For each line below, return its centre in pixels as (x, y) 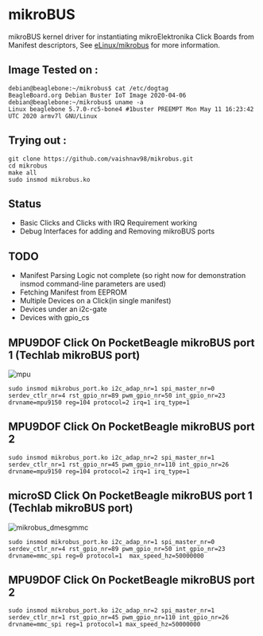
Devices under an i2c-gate (63, 309)
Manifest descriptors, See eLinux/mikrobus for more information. (114, 44)
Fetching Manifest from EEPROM (73, 292)
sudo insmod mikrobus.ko (49, 179)
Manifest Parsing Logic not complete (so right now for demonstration (133, 276)
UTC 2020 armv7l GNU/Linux (53, 116)
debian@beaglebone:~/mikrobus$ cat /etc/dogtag (89, 88)
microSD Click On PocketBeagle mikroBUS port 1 (130, 496)
